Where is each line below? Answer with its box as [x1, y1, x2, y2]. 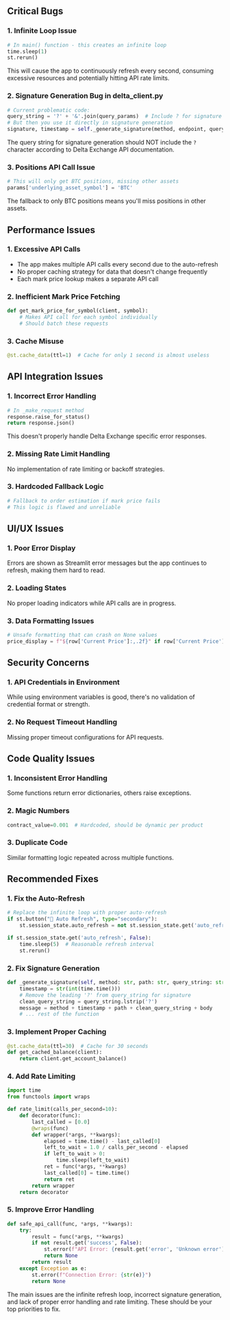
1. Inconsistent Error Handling [7, 773, 108, 783]
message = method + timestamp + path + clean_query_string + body [19, 1004, 213, 1012]
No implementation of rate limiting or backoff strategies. [7, 465, 165, 473]
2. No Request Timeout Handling [7, 718, 118, 727]
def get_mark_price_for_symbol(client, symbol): [7, 308, 149, 315]
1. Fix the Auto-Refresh [7, 894, 86, 903]
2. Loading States [7, 583, 67, 593]
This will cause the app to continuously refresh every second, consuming [7, 66, 214, 75]
